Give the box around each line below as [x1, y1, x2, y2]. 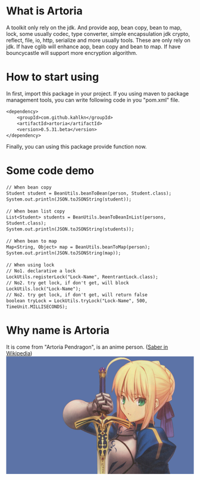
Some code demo [6, 164, 95, 177]
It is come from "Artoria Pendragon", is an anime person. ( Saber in [6, 343, 168, 350]
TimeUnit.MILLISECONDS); [6, 303, 68, 310]
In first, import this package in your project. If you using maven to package [6, 90, 189, 97]
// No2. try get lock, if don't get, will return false [6, 291, 148, 298]
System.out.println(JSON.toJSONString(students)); [6, 226, 135, 232]
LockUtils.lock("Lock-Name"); [6, 285, 82, 292]
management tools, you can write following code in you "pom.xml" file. [6, 96, 180, 103]
